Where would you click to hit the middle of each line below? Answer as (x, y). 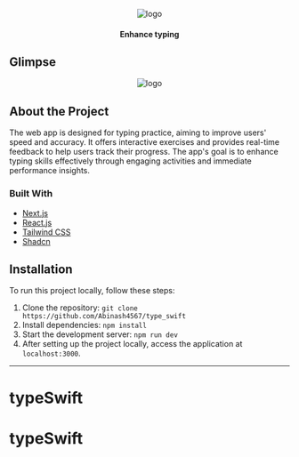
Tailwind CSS (46, 232)
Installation (41, 269)
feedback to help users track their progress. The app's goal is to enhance (144, 152)
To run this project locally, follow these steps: (92, 291)
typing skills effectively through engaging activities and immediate (130, 161)
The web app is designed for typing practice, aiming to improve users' (138, 132)
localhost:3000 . (52, 353)
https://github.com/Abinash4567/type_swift (104, 317)
